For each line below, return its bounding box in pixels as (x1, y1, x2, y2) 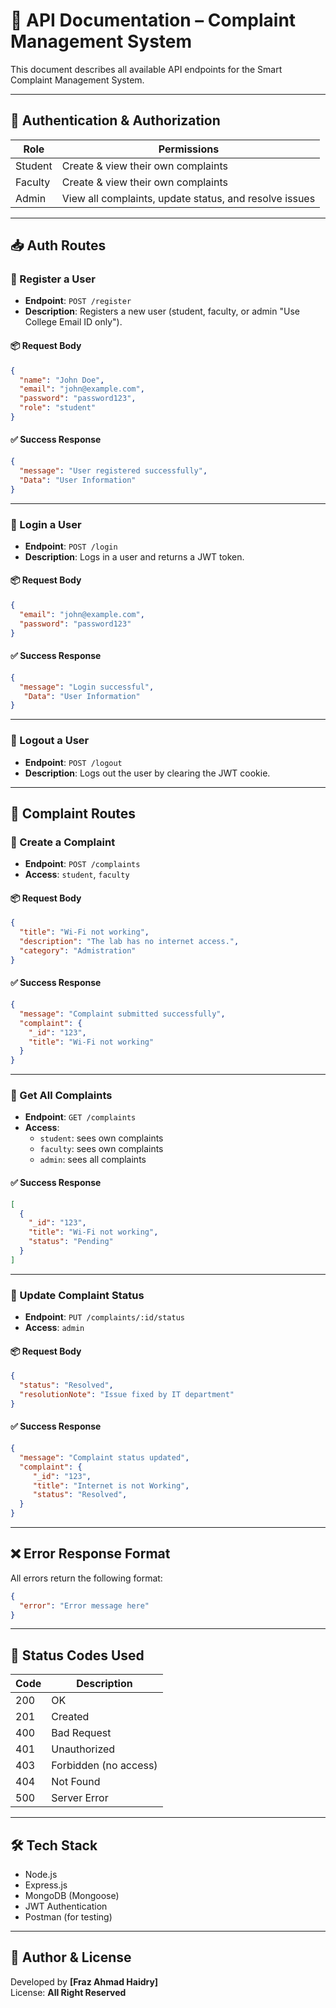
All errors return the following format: (10, 1572, 163, 1584)
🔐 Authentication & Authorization (10, 112, 221, 129)
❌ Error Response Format (10, 1545, 171, 1563)
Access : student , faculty (24, 869, 130, 881)
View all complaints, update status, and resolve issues (61, 191, 316, 205)
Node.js (24, 1869, 58, 1881)
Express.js (24, 1879, 68, 1891)
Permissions (158, 142, 220, 156)
